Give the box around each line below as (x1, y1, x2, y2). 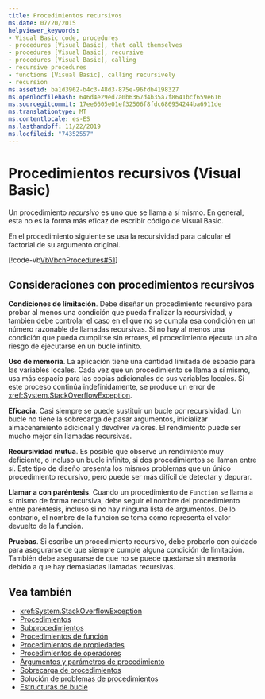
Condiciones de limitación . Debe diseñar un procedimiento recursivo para (8, 299, 252, 309)
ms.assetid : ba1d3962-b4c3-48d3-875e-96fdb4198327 (8, 85, 179, 94)
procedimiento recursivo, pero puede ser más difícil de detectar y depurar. (8, 472, 252, 482)
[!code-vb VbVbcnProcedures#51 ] (8, 255, 118, 265)
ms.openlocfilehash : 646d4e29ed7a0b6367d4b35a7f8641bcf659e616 (8, 93, 222, 101)
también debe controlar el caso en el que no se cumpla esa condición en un (8, 316, 256, 326)
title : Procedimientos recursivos (8, 11, 123, 20)
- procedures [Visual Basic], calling (8, 56, 136, 64)
